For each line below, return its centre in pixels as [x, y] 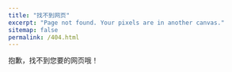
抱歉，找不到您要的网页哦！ [53, 60]
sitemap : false [33, 30]
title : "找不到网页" [39, 15]
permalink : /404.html [44, 37]
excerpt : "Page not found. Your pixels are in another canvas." [116, 23]
